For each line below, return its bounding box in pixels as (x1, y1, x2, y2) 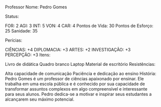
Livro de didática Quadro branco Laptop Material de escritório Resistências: (5, 61, 156, 67)
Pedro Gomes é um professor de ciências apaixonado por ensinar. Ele (5, 76, 144, 81)
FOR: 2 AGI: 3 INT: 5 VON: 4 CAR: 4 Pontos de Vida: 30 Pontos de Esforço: (5, 23, 154, 29)
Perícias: (5, 37, 23, 43)
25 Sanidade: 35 (5, 28, 38, 33)
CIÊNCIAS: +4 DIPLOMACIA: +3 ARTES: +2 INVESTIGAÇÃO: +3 (5, 47, 131, 52)
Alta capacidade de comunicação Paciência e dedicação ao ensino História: (5, 71, 157, 76)
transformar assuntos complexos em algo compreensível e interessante (5, 86, 147, 92)
